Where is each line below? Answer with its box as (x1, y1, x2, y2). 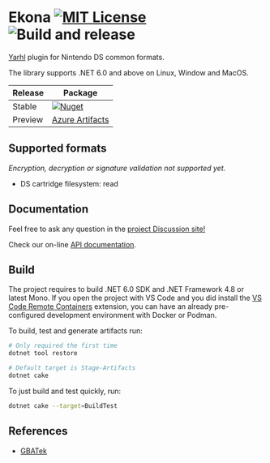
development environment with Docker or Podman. (46, 311, 217, 320)
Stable (12, 101, 37, 112)
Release (12, 87, 45, 98)
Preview (12, 114, 43, 125)
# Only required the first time (8, 341, 118, 350)
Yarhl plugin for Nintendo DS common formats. (8, 52, 165, 62)
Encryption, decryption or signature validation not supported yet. (8, 163, 226, 173)
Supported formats (8, 142, 107, 156)
